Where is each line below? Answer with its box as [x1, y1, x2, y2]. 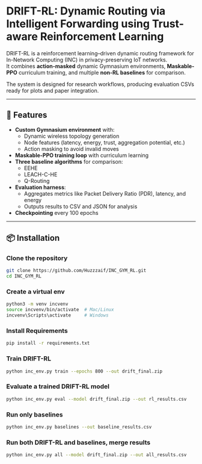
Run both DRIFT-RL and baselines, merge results [6, 438, 151, 447]
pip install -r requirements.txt [6, 340, 90, 347]
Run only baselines [6, 410, 63, 419]
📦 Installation [6, 233, 60, 243]
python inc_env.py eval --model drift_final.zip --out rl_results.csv [6, 396, 187, 402]
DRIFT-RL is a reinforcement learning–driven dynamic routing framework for [6, 49, 194, 57]
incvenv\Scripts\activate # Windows [6, 312, 109, 318]
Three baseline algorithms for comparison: [14, 158, 123, 165]
